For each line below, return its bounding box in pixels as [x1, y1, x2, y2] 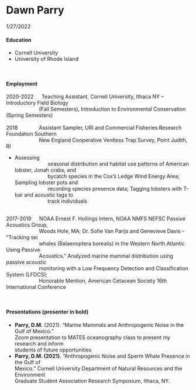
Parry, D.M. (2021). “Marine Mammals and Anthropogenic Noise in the [14, 321, 184, 328]
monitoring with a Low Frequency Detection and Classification [39, 265, 189, 272]
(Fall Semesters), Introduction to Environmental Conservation [39, 106, 186, 113]
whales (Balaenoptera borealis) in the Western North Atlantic [39, 240, 185, 247]
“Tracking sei [6, 234, 38, 241]
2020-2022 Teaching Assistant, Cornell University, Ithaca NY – [6, 93, 164, 100]
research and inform [14, 340, 64, 347]
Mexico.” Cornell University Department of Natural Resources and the [14, 365, 183, 372]
